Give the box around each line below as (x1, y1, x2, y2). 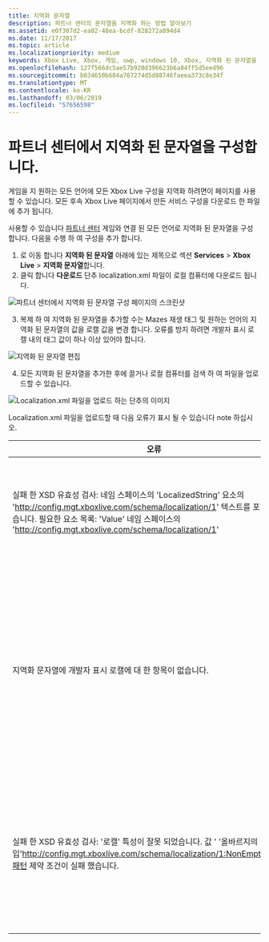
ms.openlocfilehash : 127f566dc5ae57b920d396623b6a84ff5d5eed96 (8, 64, 224, 72)
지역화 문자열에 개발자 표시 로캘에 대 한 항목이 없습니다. (12, 665, 209, 676)
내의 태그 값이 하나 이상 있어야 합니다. (28, 334, 147, 345)
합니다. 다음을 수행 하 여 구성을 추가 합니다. (8, 233, 143, 243)
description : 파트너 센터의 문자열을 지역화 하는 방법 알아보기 (8, 19, 192, 27)
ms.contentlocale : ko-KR (8, 86, 91, 95)
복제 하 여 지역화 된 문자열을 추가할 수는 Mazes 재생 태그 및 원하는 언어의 (19, 314, 249, 325)
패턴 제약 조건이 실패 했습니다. (12, 860, 119, 871)
